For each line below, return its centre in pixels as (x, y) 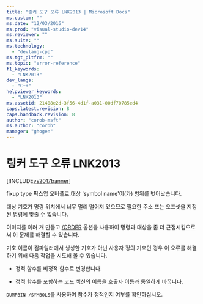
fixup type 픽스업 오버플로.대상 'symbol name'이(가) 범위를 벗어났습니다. (94, 193)
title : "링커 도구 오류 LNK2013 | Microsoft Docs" (68, 12)
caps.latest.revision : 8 (38, 109)
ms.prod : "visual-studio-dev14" (47, 29)
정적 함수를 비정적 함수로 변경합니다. (58, 268)
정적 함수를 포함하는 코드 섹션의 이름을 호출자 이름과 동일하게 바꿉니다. (99, 281)
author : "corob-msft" (34, 120)
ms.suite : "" (23, 40)
